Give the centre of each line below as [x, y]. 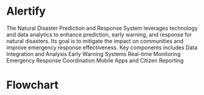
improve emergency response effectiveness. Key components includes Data [102, 47]
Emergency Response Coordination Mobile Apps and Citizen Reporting [95, 60]
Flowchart [33, 85]
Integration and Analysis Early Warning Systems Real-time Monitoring [93, 54]
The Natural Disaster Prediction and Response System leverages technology [102, 28]
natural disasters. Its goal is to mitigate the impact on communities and [95, 41]
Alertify [26, 11]
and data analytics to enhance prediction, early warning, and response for [99, 34]
